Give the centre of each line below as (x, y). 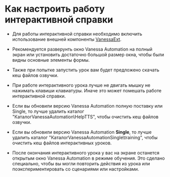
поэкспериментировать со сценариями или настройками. (76, 169)
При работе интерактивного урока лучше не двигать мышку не (81, 85)
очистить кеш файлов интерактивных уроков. (62, 143)
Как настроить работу (55, 9)
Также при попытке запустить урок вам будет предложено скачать (86, 70)
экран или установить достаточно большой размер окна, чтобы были (88, 55)
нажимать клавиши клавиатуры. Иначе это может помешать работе (87, 90)
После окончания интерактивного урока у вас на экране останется (86, 153)
